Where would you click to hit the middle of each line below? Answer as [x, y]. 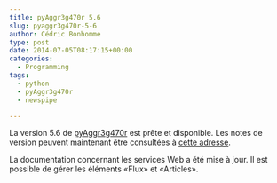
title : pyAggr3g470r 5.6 [55, 17]
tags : [19, 76]
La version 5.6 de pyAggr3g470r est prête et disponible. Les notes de [136, 133]
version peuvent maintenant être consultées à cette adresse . [120, 142]
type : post [29, 42]
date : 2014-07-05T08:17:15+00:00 [71, 51]
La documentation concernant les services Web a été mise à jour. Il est [138, 160]
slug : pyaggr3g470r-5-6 [53, 26]
